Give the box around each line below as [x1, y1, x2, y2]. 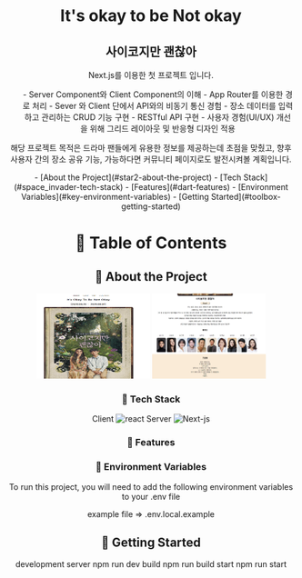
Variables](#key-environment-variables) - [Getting [20, 192, 209, 202]
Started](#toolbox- [210, 192, 282, 202]
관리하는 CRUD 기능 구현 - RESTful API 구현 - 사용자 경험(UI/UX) [41, 112, 275, 123]
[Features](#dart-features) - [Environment [131, 182, 289, 192]
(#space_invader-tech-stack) [13, 182, 124, 192]
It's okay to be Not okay [60, 5, 242, 26]
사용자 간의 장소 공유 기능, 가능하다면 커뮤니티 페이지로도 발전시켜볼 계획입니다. [10, 154, 292, 164]
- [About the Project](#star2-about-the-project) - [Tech [34, 172, 242, 183]
